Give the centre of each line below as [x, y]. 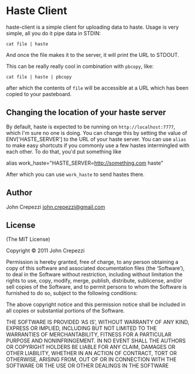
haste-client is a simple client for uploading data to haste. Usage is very [93, 27]
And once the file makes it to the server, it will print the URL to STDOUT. [93, 55]
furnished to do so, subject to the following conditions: [72, 293]
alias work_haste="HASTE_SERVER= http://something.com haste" [85, 163]
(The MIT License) [28, 239]
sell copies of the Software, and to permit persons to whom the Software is [97, 287]
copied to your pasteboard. [39, 94]
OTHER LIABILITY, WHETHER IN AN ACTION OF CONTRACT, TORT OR [91, 353]
